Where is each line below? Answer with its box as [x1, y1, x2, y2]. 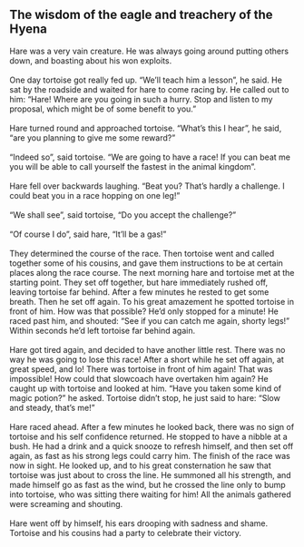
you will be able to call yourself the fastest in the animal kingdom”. [9, 161, 257, 171]
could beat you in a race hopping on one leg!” [9, 190, 181, 200]
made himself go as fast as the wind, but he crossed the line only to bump [9, 479, 286, 490]
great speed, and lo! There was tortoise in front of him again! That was [9, 363, 273, 375]
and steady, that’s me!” [9, 402, 95, 413]
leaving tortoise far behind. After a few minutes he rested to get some [9, 286, 270, 298]
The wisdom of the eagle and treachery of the [9, 7, 274, 23]
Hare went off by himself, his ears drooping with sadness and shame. [9, 517, 269, 529]
